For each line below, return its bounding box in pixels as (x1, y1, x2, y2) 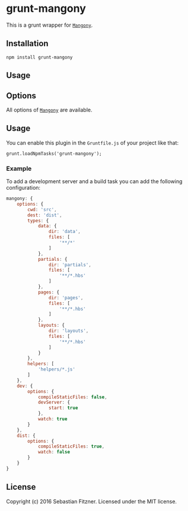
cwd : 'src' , (27, 206, 58, 212)
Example (6, 164, 32, 173)
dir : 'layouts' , (48, 328, 89, 334)
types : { (27, 218, 49, 223)
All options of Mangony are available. (6, 106, 93, 113)
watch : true (37, 416, 68, 422)
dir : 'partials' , (48, 261, 92, 268)
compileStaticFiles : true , (37, 443, 105, 449)
